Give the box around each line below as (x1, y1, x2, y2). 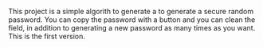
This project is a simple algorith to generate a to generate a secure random (8, 7, 254, 16)
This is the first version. (8, 31, 85, 41)
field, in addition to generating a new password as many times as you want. (8, 23, 256, 32)
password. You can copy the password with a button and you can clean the (8, 15, 256, 24)
